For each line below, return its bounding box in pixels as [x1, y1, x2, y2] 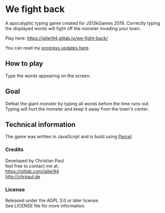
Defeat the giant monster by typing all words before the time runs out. [5, 100, 150, 106]
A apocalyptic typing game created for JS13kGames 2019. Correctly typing [5, 20, 160, 26]
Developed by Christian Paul [5, 157, 64, 163]
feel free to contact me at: [5, 163, 59, 169]
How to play [5, 59, 43, 68]
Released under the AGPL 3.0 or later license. [5, 197, 100, 203]
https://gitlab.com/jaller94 [5, 168, 59, 174]
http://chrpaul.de [5, 173, 40, 179]
